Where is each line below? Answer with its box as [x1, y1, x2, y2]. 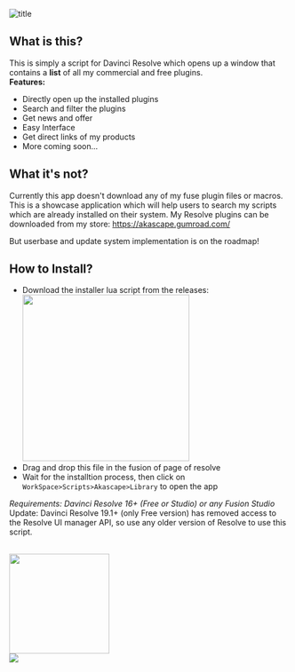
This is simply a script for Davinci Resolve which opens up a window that [9, 58, 275, 68]
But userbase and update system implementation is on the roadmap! [9, 235, 259, 246]
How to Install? [9, 262, 93, 277]
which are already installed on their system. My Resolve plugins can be [9, 209, 269, 219]
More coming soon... [21, 140, 99, 151]
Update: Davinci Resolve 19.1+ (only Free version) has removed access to [9, 508, 277, 518]
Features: [9, 76, 46, 87]
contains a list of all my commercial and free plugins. [9, 67, 203, 77]
